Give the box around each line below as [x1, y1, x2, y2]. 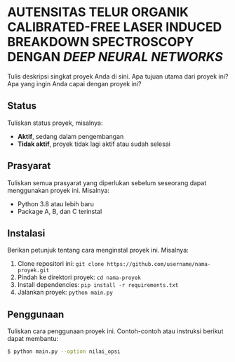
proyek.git [17, 267, 50, 274]
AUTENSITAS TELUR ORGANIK [7, 4, 189, 20]
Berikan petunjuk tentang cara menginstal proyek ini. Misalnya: [7, 246, 189, 255]
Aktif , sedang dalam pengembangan [17, 132, 124, 140]
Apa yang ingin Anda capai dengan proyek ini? [7, 79, 142, 88]
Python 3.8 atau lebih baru [17, 199, 95, 208]
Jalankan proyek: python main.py [17, 288, 114, 297]
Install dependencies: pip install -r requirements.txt [17, 281, 179, 289]
